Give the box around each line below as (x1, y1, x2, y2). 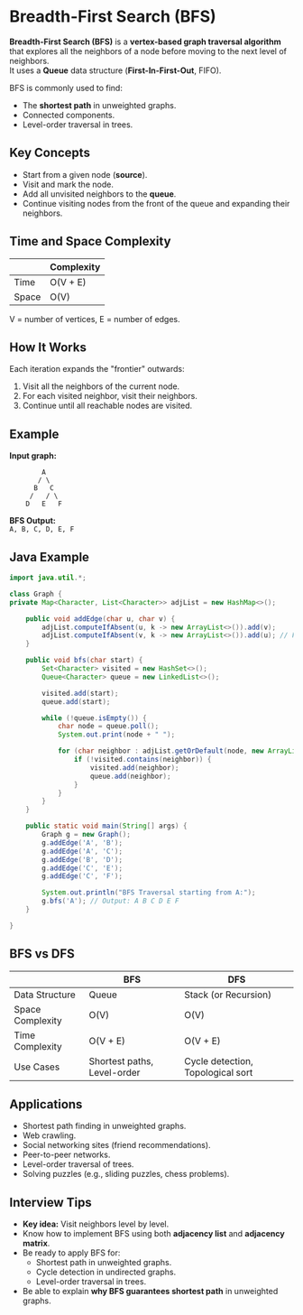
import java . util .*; (9, 573, 87, 582)
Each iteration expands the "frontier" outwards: (9, 364, 185, 375)
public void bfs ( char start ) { (25, 656, 143, 665)
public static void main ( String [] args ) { (25, 821, 188, 831)
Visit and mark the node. (22, 179, 115, 190)
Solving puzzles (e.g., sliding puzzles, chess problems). (22, 1169, 230, 1180)
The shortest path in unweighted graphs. (22, 99, 177, 110)
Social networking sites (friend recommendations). (22, 1140, 211, 1151)
